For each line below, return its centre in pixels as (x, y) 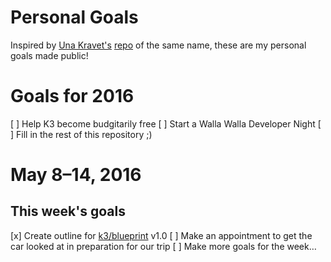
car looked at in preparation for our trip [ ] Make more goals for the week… (163, 246)
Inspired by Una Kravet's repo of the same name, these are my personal (158, 45)
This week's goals (68, 211)
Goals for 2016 (72, 96)
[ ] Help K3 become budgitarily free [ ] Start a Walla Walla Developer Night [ (166, 123)
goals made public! (49, 55)
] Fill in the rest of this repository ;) (81, 134)
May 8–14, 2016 (76, 175)
